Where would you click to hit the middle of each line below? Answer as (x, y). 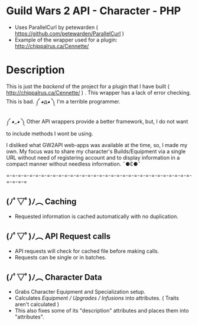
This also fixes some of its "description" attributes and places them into (102, 311)
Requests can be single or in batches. (61, 257)
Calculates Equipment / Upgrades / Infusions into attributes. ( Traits (97, 298)
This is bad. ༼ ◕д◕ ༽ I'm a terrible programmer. (63, 101)
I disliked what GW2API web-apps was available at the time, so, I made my (97, 145)
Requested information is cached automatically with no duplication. (96, 216)
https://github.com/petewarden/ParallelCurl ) (69, 33)
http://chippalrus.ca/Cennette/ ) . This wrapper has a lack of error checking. (99, 92)
